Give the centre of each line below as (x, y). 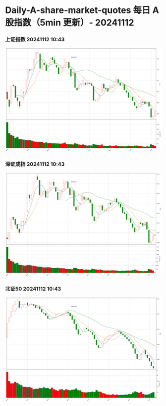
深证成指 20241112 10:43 (35, 164)
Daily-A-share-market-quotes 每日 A (82, 10)
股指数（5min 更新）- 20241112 (70, 23)
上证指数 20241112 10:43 (35, 39)
